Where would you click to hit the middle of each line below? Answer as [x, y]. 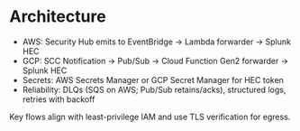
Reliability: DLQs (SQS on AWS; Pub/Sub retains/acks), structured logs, [154, 89]
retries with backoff [59, 99]
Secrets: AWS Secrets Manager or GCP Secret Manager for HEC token [153, 80]
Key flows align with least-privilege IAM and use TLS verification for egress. [150, 117]
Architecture [58, 17]
